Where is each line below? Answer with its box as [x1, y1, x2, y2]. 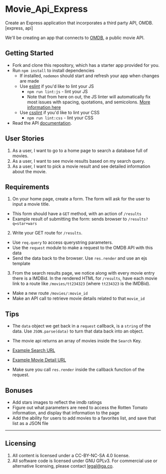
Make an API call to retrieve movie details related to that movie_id [12, 295, 145, 301]
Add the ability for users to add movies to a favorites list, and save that [12, 415, 156, 421]
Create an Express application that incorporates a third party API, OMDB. [5, 20, 154, 26]
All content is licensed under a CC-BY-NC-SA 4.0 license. [12, 452, 130, 458]
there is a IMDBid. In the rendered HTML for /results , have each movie [12, 276, 158, 282]
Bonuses [5, 386, 33, 394]
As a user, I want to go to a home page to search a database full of [12, 147, 148, 153]
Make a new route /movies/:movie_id [12, 290, 88, 296]
